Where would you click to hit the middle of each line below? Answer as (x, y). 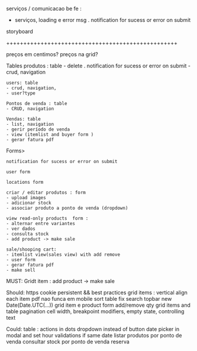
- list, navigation (30, 124)
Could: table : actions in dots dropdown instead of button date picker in (93, 329)
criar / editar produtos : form (46, 193)
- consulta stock (28, 234)
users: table (22, 83)
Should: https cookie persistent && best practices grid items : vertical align (97, 292)
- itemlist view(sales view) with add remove (63, 255)
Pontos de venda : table (37, 103)
